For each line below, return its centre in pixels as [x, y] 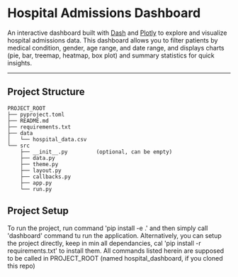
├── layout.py [41, 170]
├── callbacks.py [46, 176]
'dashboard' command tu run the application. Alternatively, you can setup [114, 235]
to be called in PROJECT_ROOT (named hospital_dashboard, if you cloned [115, 258]
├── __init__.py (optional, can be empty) [96, 152]
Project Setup [38, 211]
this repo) [21, 266]
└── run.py [36, 189]
